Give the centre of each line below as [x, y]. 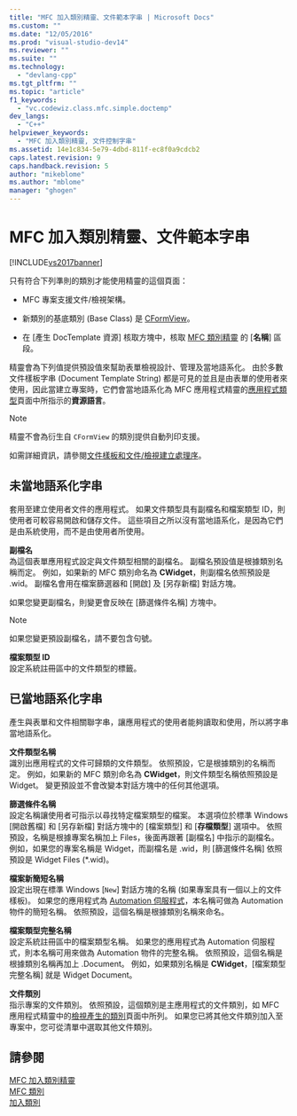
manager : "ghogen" [43, 191]
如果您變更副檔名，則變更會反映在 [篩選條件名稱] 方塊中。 [115, 602]
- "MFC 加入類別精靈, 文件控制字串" [77, 141]
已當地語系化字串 [56, 699]
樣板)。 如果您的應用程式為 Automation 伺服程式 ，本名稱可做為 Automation [146, 900]
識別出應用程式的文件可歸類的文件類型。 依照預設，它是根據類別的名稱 [138, 763]
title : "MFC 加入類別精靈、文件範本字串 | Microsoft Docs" [112, 17]
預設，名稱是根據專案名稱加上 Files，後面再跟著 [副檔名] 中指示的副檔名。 [144, 837]
